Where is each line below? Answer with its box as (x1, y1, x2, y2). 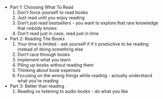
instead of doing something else (17, 47, 83, 52)
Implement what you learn (17, 57, 71, 62)
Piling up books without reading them (17, 62, 94, 68)
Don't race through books (17, 51, 71, 57)
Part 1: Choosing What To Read (9, 4, 74, 10)
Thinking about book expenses (17, 67, 81, 73)
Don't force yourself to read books (17, 9, 88, 15)
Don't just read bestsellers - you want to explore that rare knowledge (17, 20, 159, 26)
